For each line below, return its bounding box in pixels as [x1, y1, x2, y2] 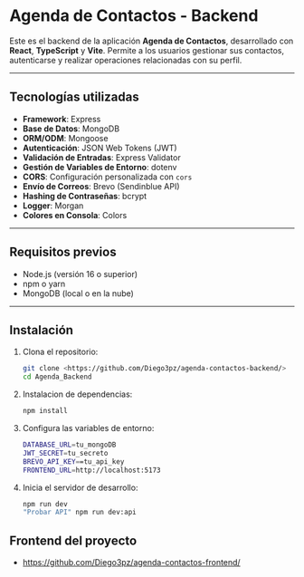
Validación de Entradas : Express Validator [22, 151, 181, 163]
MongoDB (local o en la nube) [22, 287, 134, 299]
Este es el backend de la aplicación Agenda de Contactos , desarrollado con [9, 35, 294, 46]
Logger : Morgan [22, 200, 84, 211]
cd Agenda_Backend [22, 372, 92, 381]
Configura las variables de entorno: [22, 423, 155, 433]
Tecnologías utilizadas [9, 90, 139, 105]
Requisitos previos [9, 245, 117, 260]
